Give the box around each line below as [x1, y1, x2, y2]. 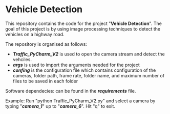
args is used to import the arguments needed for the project [12, 62, 140, 68]
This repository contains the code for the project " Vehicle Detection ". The [5, 20, 162, 26]
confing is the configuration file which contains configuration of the [12, 67, 156, 73]
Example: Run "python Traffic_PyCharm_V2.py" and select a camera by [5, 98, 156, 104]
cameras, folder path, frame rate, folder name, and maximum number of [12, 72, 165, 78]
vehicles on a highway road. [5, 31, 65, 37]
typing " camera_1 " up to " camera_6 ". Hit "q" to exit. [5, 103, 115, 109]
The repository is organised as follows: [5, 41, 87, 47]
